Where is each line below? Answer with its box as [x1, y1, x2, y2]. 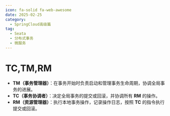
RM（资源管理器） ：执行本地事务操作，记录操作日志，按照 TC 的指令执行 [12, 99, 165, 105]
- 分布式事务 [10, 36, 34, 41]
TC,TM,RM [5, 62, 52, 74]
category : [5, 17, 26, 22]
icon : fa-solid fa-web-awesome [5, 7, 72, 13]
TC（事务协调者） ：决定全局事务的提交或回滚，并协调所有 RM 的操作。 [12, 93, 160, 99]
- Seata [10, 31, 26, 36]
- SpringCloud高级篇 [10, 21, 51, 27]
